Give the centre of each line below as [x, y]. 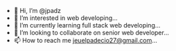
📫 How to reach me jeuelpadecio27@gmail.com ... [86, 40]
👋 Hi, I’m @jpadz [37, 11]
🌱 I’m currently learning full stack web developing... [87, 25]
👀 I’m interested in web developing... [65, 18]
